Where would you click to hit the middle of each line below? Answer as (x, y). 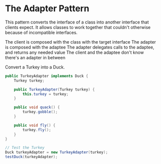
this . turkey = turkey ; (46, 94)
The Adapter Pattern (47, 9)
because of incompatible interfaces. (41, 32)
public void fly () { (35, 125)
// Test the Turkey (25, 148)
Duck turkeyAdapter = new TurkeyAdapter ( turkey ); (57, 152)
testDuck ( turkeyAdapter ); (31, 157)
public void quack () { (37, 107)
